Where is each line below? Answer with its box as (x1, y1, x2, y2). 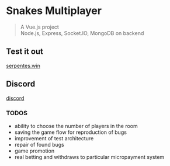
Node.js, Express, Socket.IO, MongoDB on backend (20, 29, 144, 36)
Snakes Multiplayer (6, 4, 102, 18)
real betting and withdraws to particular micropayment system (14, 153, 165, 160)
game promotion (14, 147, 54, 154)
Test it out (6, 47, 44, 57)
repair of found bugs (14, 141, 64, 148)
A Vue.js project (20, 23, 60, 30)
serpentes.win (6, 62, 41, 69)
